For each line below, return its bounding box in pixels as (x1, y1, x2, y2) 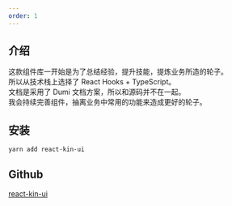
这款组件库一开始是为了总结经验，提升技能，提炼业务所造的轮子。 (8, 67, 228, 77)
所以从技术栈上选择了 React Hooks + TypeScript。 (8, 77, 176, 87)
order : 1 (8, 11, 38, 20)
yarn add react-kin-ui (8, 145, 85, 154)
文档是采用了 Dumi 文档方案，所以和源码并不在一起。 (8, 87, 186, 97)
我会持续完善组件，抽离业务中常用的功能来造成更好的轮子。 (8, 97, 207, 107)
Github (8, 167, 44, 181)
